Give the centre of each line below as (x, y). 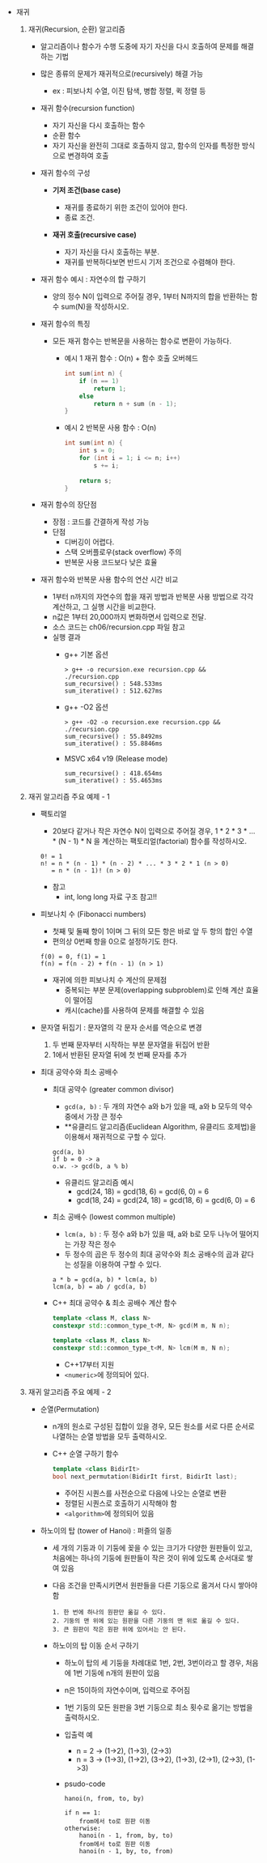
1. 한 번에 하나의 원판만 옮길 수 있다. (109, 1612)
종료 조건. (80, 217)
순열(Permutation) (70, 1409)
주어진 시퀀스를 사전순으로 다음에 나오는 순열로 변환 (145, 1493)
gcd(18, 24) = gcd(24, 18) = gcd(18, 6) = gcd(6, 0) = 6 (166, 1200)
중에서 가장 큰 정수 (93, 1117)
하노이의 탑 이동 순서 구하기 (95, 1645)
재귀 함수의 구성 (65, 173)
